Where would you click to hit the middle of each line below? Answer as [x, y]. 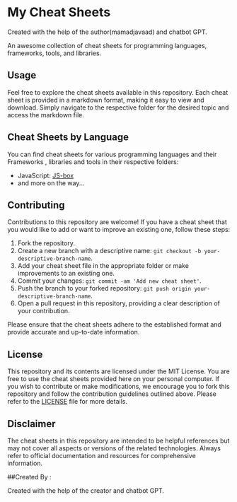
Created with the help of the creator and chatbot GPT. [86, 491]
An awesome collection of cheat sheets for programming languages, [107, 45]
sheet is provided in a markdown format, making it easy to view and [106, 100]
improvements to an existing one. [66, 274]
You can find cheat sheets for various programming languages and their [112, 154]
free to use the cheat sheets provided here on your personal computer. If [114, 379]
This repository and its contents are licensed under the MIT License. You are [118, 371]
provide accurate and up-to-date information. [74, 332]
